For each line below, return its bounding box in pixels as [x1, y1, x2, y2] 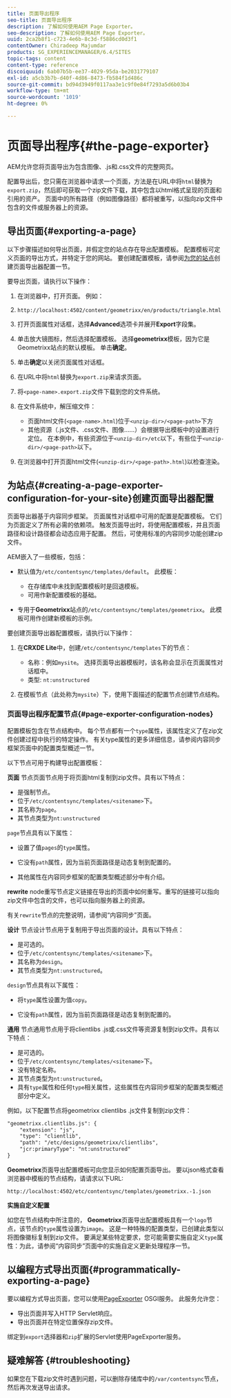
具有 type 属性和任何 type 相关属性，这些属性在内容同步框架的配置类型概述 [17, 1082, 224, 1091]
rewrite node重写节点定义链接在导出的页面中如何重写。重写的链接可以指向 [7, 887, 219, 896]
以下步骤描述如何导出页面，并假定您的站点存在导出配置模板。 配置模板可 [7, 245, 214, 253]
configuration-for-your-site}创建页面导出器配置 [7, 493, 214, 505]
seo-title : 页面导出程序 [7, 17, 72, 24]
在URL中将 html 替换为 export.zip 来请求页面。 [17, 372, 145, 381]
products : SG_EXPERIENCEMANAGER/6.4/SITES [7, 49, 131, 56]
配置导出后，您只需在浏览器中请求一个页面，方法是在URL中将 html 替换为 [7, 177, 212, 185]
